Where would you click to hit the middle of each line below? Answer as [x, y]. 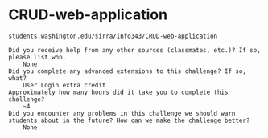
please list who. [37, 57]
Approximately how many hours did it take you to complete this [118, 92]
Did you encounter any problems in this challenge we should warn [122, 113]
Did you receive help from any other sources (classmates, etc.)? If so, [135, 50]
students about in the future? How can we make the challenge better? [129, 120]
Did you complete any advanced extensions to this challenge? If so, [128, 71]
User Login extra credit [64, 85]
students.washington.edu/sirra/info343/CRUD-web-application [113, 36]
